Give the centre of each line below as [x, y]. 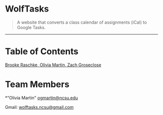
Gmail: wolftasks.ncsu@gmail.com [39, 107]
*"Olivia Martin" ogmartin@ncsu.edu [42, 98]
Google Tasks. [31, 27]
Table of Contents [42, 51]
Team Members [37, 84]
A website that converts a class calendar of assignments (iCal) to [82, 22]
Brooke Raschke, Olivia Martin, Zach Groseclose [53, 65]
